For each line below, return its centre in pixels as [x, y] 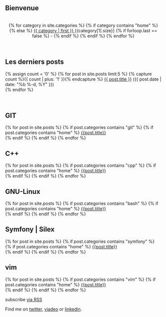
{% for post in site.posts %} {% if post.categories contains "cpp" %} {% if [81, 166]
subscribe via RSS [24, 299]
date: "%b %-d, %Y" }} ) [30, 84]
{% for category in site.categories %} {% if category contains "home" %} [83, 25]
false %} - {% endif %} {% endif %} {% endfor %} [83, 36]
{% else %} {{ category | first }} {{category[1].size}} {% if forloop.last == [83, 30]
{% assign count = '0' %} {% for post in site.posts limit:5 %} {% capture [79, 74]
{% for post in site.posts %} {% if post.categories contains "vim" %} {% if [81, 279]
